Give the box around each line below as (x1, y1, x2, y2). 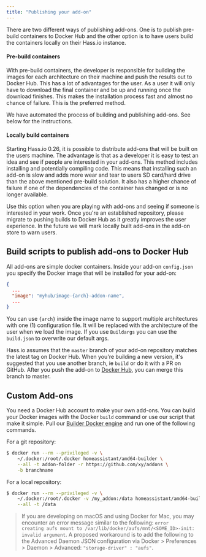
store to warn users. (6, 229, 57, 236)
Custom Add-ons (6, 390, 74, 401)
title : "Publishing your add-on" (6, 9, 92, 15)
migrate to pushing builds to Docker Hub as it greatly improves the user (6, 216, 187, 223)
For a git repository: (6, 438, 56, 445)
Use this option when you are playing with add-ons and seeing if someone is (6, 203, 200, 210)
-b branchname (17, 467, 53, 473)
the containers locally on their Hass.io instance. (6, 39, 127, 46)
